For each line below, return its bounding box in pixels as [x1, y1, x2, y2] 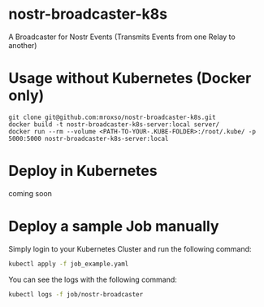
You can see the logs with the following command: [8, 274, 177, 284]
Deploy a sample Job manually [8, 217, 219, 235]
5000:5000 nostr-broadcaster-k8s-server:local [8, 134, 169, 143]
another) [8, 40, 37, 50]
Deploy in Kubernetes [8, 162, 158, 180]
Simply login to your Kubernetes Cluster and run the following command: [8, 243, 252, 253]
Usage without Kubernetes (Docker [8, 69, 252, 88]
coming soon [8, 188, 53, 198]
